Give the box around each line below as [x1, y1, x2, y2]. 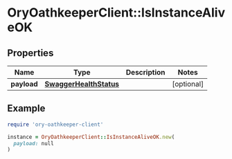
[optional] [172, 79, 204, 88]
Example [7, 102, 46, 115]
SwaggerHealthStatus [44, 79, 120, 88]
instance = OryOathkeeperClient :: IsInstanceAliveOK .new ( [7, 133, 175, 140]
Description [125, 68, 166, 77]
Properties [7, 47, 54, 59]
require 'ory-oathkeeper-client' [7, 121, 104, 128]
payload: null [13, 140, 54, 147]
